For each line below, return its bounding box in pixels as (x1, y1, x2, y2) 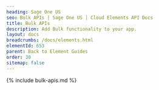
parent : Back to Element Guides (6, 49, 88, 55)
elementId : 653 (6, 43, 45, 49)
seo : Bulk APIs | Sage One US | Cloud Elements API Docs (6, 15, 154, 21)
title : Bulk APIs (6, 20, 50, 26)
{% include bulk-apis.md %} (6, 77, 77, 84)
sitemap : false (6, 60, 45, 66)
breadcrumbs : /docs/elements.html (6, 37, 94, 43)
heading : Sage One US (6, 9, 61, 15)
